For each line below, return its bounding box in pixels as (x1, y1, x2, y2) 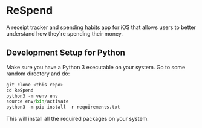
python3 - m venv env (6, 93, 59, 99)
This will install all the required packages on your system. (6, 115, 149, 123)
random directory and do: (6, 70, 70, 77)
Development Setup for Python (6, 48, 126, 58)
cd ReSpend (6, 87, 34, 94)
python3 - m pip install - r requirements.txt (6, 104, 120, 110)
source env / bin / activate (6, 98, 69, 104)
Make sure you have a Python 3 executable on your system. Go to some (6, 63, 186, 71)
